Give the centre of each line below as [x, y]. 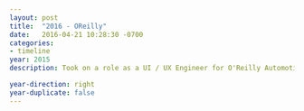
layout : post [34, 18]
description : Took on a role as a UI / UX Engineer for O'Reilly [135, 69]
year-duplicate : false [52, 92]
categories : [32, 43]
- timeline [30, 51]
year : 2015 [30, 60]
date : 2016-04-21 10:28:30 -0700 [76, 34]
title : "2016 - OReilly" [58, 26]
